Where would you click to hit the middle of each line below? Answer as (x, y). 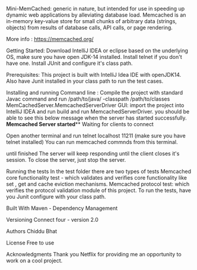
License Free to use (30, 243)
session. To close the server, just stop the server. (66, 160)
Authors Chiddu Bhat (32, 231)
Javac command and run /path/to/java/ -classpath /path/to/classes (88, 99)
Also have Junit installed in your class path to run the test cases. (85, 81)
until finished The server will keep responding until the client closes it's (93, 153)
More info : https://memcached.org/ (50, 39)
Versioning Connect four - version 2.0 (53, 220)
